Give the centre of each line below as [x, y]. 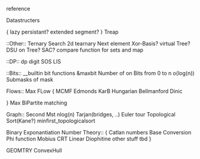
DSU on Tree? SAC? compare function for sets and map [75, 50]
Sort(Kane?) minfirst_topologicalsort [51, 121]
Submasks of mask [30, 79]
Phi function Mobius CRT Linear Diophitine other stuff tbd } [79, 139]
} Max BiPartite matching [37, 103]
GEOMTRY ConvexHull [34, 150]
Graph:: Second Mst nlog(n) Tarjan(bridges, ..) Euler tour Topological [91, 114]
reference [18, 9]
